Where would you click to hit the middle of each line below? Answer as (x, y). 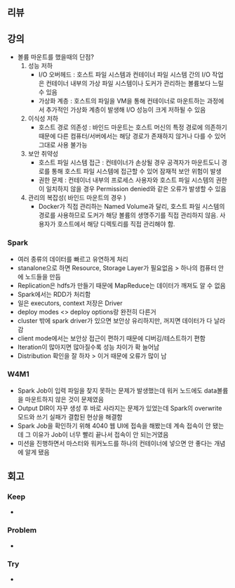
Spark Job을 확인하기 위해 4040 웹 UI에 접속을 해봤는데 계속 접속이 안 (114, 426)
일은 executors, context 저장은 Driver (70, 303)
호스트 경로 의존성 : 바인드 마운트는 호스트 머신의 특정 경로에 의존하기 (133, 127)
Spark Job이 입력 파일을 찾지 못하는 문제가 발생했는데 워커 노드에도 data (117, 390)
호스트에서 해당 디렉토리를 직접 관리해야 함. (116, 224)
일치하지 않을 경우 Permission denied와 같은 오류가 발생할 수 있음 (136, 189)
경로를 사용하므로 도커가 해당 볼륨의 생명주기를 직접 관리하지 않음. (128, 215)
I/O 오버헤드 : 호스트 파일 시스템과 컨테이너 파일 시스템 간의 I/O (124, 75)
